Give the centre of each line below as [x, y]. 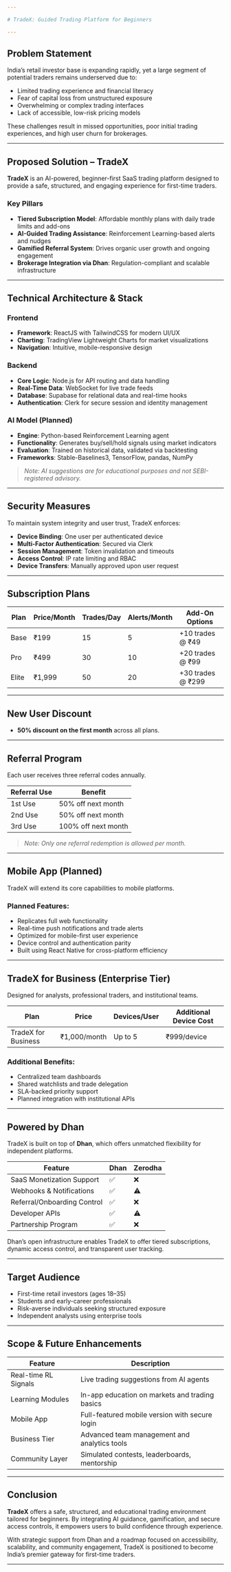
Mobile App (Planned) [55, 872]
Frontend [23, 318]
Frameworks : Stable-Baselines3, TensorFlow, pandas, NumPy [105, 457]
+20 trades [197, 653]
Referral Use [32, 793]
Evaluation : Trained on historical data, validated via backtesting [107, 450]
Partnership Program [44, 1225]
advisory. [68, 478]
